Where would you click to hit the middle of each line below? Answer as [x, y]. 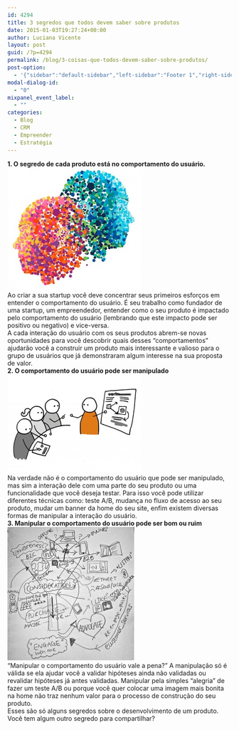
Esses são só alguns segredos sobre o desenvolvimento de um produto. [113, 711]
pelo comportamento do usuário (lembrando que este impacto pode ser [112, 317]
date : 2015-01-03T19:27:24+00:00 [57, 30]
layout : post [27, 45]
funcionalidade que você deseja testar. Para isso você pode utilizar [106, 493]
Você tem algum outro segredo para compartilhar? [81, 718]
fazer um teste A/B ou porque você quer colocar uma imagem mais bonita [116, 688]
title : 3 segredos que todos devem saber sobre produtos [94, 22]
